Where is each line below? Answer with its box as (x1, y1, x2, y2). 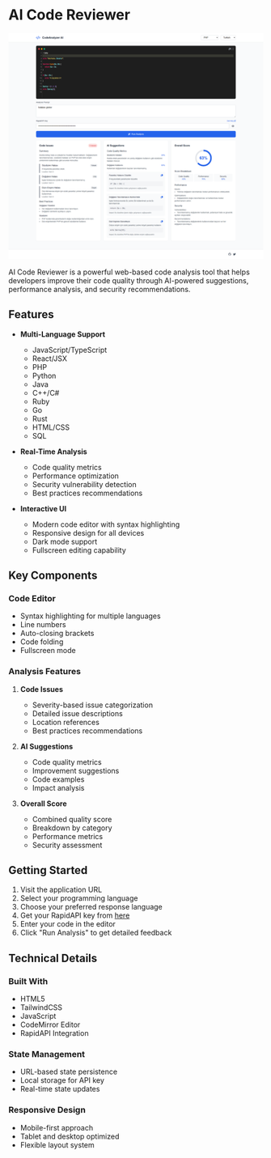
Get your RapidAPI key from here (19, 910, 130, 920)
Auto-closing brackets (19, 629, 95, 638)
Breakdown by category (32, 823, 112, 833)
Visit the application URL (19, 884, 103, 895)
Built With (8, 975, 49, 986)
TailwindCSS (19, 1003, 63, 1012)
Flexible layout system (19, 1139, 95, 1150)
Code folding (19, 637, 64, 647)
